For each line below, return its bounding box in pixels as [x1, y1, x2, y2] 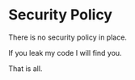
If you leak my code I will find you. [8, 48, 123, 57]
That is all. [8, 63, 43, 74]
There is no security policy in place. [8, 32, 128, 42]
